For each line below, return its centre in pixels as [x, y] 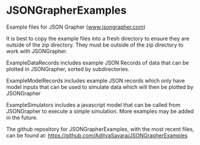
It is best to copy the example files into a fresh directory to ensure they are [98, 38]
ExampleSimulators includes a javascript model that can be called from [93, 104]
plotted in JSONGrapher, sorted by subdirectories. [68, 69]
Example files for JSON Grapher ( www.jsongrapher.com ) [76, 27]
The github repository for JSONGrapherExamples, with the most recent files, [100, 129]
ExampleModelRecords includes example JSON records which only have [96, 81]
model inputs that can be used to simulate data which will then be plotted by [100, 87]
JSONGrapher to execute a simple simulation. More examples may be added [100, 111]
